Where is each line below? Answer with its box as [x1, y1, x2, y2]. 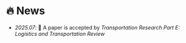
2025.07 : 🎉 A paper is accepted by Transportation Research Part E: [14, 24, 180, 31]
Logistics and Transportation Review [14, 30, 105, 37]
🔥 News [6, 4, 46, 18]
